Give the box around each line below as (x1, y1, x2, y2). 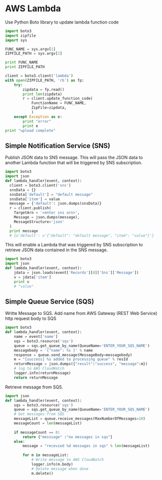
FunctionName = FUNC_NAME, (31, 101, 87, 106)
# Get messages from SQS (14, 412, 65, 417)
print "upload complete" (5, 128, 56, 133)
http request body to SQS (5, 315, 56, 321)
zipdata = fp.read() (23, 87, 65, 92)
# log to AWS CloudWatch (14, 366, 65, 371)
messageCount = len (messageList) (14, 421, 82, 426)
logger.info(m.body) (31, 461, 73, 467)
